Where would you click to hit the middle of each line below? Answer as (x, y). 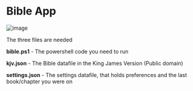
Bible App (31, 11)
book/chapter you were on (39, 81)
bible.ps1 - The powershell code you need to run (67, 51)
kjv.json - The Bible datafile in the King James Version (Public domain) (95, 63)
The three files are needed (39, 39)
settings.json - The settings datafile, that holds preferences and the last (96, 75)
